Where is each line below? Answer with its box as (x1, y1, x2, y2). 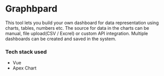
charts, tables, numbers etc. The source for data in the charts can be (5, 25, 149, 31)
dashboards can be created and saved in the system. (5, 36, 117, 42)
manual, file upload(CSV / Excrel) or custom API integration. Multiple (5, 30, 148, 36)
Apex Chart (12, 65, 37, 71)
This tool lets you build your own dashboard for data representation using (5, 20, 159, 26)
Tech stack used (5, 48, 47, 55)
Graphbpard (5, 3, 57, 15)
